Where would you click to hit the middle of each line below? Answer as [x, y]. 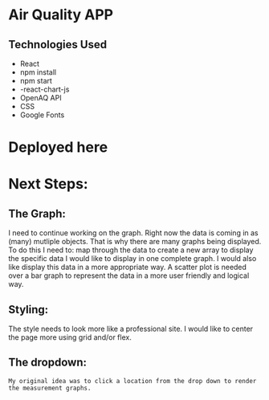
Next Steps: [48, 184]
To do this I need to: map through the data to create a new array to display [131, 250]
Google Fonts [42, 115]
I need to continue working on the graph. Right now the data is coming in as [133, 233]
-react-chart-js [45, 89]
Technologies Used [57, 45]
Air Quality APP [61, 15]
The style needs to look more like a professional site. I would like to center [131, 329]
